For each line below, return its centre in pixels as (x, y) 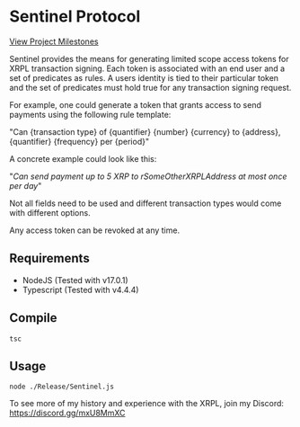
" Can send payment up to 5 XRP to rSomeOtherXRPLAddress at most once (148, 176)
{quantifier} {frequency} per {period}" (79, 141)
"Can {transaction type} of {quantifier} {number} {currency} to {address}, (145, 131)
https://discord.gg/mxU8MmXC (67, 413)
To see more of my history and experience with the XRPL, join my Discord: (147, 404)
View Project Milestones (54, 41)
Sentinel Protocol (75, 17)
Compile (33, 318)
